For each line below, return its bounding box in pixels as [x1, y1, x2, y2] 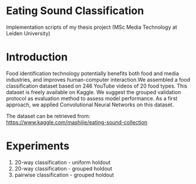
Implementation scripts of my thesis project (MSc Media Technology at [6, 24, 177, 31]
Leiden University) [6, 29, 51, 36]
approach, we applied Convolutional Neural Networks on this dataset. [6, 101, 174, 108]
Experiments [6, 139, 70, 153]
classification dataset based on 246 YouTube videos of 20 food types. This [6, 82, 188, 89]
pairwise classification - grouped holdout [14, 171, 114, 178]
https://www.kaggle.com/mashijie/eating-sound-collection [6, 119, 148, 126]
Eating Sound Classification [6, 4, 144, 18]
